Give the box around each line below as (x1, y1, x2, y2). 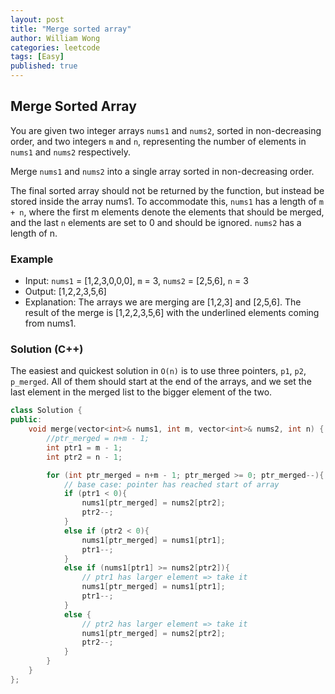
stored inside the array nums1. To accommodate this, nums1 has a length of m (10, 195, 324, 207)
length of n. (10, 227, 58, 239)
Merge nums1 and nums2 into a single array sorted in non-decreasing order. (10, 165, 315, 177)
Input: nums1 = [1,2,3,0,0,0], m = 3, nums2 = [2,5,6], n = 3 (24, 275, 249, 287)
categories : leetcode (10, 42, 101, 53)
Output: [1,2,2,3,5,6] (24, 286, 107, 298)
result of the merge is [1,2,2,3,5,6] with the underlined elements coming (24, 307, 320, 319)
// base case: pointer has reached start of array (63, 479, 280, 490)
